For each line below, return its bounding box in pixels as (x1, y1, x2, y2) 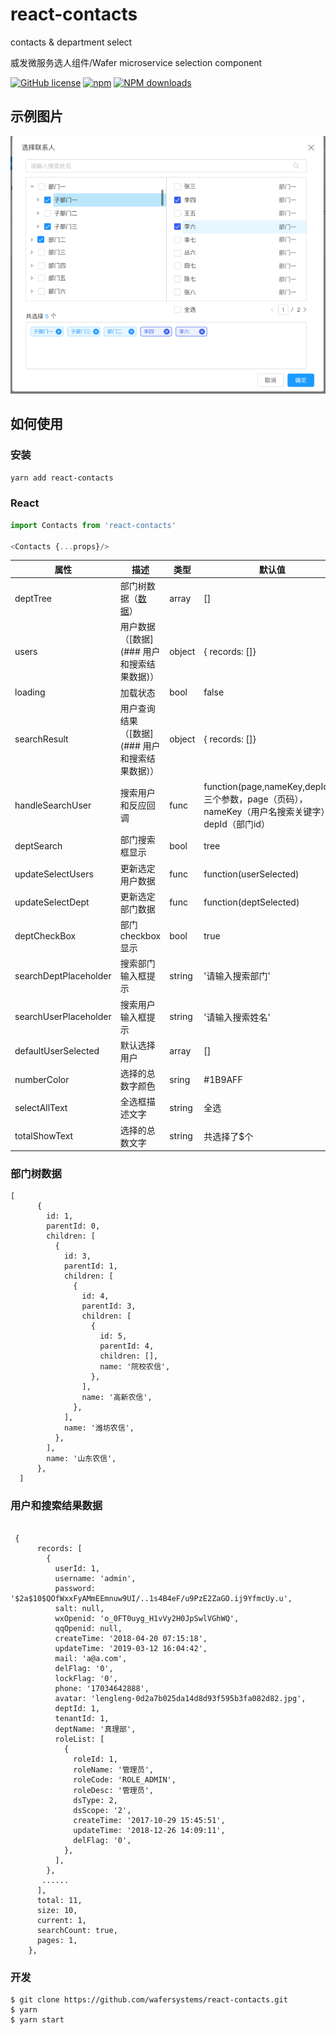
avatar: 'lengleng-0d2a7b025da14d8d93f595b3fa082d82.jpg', (54, 1693, 307, 1703)
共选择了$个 (203, 1130, 254, 1142)
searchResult (14, 733, 69, 745)
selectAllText (14, 1101, 68, 1113)
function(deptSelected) (203, 896, 300, 908)
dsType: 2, (73, 1795, 118, 1805)
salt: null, (54, 1603, 105, 1613)
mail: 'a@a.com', (54, 1653, 128, 1663)
